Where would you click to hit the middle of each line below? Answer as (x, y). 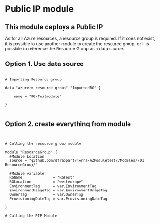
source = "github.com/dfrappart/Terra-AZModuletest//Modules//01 (77, 160)
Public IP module (40, 9)
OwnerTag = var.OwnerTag (46, 194)
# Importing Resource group (33, 79)
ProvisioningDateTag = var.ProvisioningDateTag (58, 199)
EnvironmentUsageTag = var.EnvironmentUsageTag (58, 190)
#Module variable (27, 173)
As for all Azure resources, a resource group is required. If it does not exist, (80, 38)
